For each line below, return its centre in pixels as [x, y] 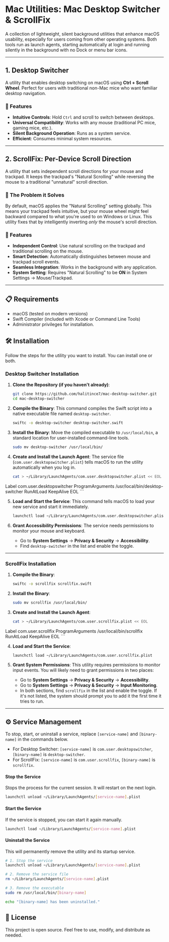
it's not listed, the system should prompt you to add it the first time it [91, 696]
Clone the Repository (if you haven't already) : [61, 385]
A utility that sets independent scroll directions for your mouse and [74, 171]
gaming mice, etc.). [32, 128]
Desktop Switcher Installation [42, 374]
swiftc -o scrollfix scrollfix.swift [52, 584]
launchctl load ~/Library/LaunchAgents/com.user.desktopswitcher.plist [89, 516]
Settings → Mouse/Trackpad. [43, 278]
